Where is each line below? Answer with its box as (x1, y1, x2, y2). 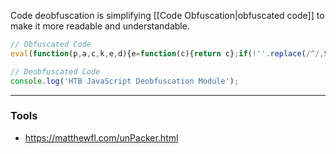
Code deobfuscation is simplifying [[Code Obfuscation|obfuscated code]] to (10, 10, 325, 21)
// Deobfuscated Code (10, 66, 101, 77)
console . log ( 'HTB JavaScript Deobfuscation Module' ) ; (10, 76, 240, 86)
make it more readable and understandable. (10, 20, 190, 32)
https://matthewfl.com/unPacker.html (24, 131, 179, 144)
